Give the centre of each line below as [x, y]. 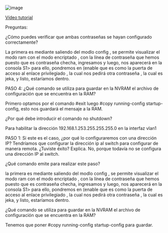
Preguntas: [17, 27]
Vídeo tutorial [19, 17]
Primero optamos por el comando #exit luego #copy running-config [75, 103]
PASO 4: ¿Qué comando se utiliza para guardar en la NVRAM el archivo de [82, 88]
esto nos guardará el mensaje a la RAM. [62, 109]
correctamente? [22, 42]
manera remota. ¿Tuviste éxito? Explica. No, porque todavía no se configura [83, 149]
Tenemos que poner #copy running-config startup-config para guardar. [79, 225]
